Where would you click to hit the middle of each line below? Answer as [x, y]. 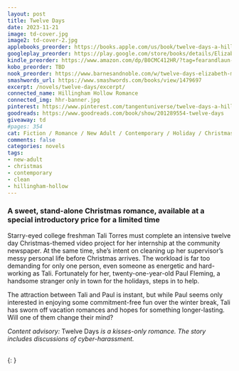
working [20, 273]
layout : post [27, 14]
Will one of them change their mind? [60, 317]
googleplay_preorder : [39, 54]
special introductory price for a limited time [84, 220]
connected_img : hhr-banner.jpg [54, 100]
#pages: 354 [25, 126]
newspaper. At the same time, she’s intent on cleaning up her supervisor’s [116, 251]
